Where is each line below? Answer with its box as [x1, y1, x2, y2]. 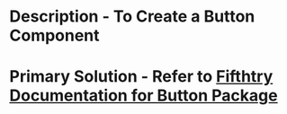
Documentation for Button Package [9, 85, 278, 106]
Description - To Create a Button [9, 6, 256, 27]
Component [9, 25, 101, 46]
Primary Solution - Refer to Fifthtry [9, 66, 274, 87]
